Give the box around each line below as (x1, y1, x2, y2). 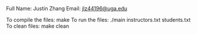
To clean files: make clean (6, 23, 69, 29)
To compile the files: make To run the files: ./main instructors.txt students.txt (6, 16, 191, 23)
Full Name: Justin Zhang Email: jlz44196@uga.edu (6, 5, 128, 12)
